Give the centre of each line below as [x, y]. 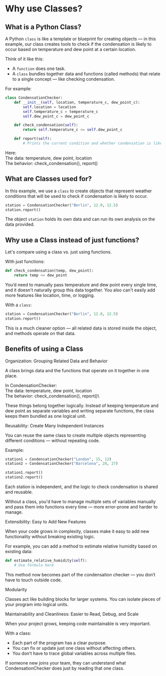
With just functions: [25, 262]
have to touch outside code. [34, 580]
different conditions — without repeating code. [53, 440]
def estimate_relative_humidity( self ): [46, 561]
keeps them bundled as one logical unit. [46, 416]
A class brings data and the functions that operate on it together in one [77, 370]
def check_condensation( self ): [46, 125]
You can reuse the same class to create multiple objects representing [76, 435]
